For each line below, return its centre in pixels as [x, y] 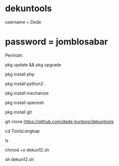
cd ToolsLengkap [22, 131]
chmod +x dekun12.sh [27, 150]
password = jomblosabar [57, 42]
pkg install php [20, 74]
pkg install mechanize [27, 93]
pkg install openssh [25, 103]
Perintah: [14, 55]
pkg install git [19, 112]
